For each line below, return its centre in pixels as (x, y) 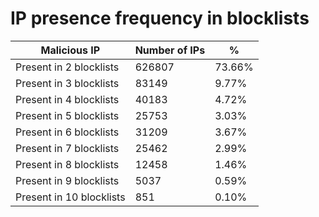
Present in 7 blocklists (67, 148)
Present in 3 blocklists (67, 83)
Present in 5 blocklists (67, 115)
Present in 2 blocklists (67, 67)
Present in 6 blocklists (67, 132)
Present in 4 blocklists (67, 99)
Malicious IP (70, 50)
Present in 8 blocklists (67, 164)
